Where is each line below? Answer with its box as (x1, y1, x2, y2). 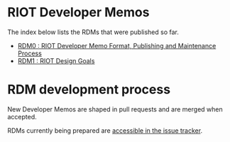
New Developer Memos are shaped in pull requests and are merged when (7, 104, 223, 114)
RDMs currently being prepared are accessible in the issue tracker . (7, 126, 203, 135)
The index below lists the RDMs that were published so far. (7, 28, 179, 36)
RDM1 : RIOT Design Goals (17, 56, 95, 65)
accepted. (7, 112, 37, 121)
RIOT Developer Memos (7, 4, 150, 21)
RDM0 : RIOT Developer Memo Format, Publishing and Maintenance (17, 41, 217, 50)
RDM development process (7, 82, 171, 98)
